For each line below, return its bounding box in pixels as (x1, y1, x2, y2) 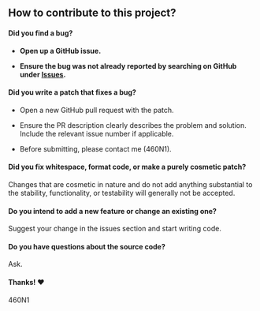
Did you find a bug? (8, 28, 73, 38)
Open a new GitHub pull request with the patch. (19, 105, 175, 114)
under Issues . (19, 69, 66, 79)
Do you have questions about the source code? (8, 242, 165, 251)
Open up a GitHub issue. (19, 46, 102, 55)
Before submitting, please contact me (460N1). (19, 144, 172, 153)
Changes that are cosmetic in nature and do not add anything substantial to (8, 180, 253, 189)
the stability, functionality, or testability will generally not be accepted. (8, 189, 236, 197)
